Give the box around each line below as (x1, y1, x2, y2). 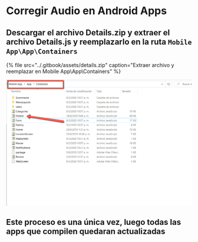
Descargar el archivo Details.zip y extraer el (6, 28, 170, 38)
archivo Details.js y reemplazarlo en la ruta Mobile (6, 37, 192, 47)
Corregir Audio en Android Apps (6, 4, 167, 18)
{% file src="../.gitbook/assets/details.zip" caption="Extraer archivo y (6, 62, 174, 68)
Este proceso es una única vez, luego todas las (6, 217, 181, 227)
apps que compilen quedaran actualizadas (6, 227, 166, 237)
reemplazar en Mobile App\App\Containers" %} (6, 68, 121, 75)
